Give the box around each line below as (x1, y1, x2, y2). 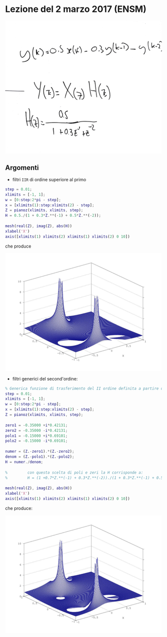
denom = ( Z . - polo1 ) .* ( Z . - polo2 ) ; (5, 454, 75, 459)
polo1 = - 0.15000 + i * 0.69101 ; (5, 433, 68, 438)
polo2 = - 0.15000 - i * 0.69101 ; (5, 438, 68, 444)
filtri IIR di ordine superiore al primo (12, 176, 86, 182)
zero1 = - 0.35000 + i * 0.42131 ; (5, 422, 68, 428)
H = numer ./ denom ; (5, 459, 43, 464)
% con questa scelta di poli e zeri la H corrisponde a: (5, 470, 143, 475)
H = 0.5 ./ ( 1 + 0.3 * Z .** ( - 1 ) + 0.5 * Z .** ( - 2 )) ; (5, 213, 101, 218)
